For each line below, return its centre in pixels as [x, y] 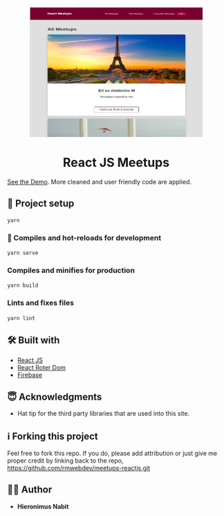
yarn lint [21, 318]
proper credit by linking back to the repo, [65, 461]
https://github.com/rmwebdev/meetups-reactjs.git [79, 468]
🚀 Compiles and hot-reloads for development [84, 238]
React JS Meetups [116, 163]
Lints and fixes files [41, 303]
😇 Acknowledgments [55, 397]
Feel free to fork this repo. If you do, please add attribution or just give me [112, 454]
